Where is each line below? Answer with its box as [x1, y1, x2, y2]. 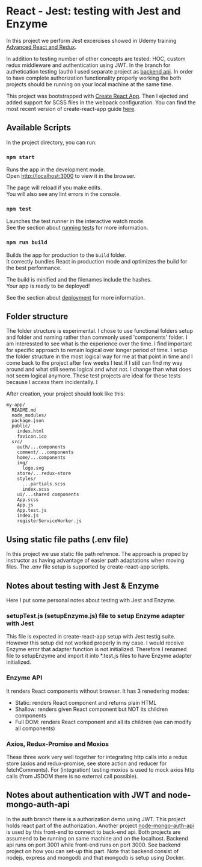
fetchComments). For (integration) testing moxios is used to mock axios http [6, 766, 195, 773]
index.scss [22, 487, 50, 493]
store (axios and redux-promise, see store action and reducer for [6, 760, 167, 767]
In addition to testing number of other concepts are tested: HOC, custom [6, 55, 186, 62]
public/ [11, 423, 31, 429]
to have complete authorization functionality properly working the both [6, 74, 182, 81]
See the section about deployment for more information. [6, 294, 145, 301]
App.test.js [17, 508, 47, 514]
